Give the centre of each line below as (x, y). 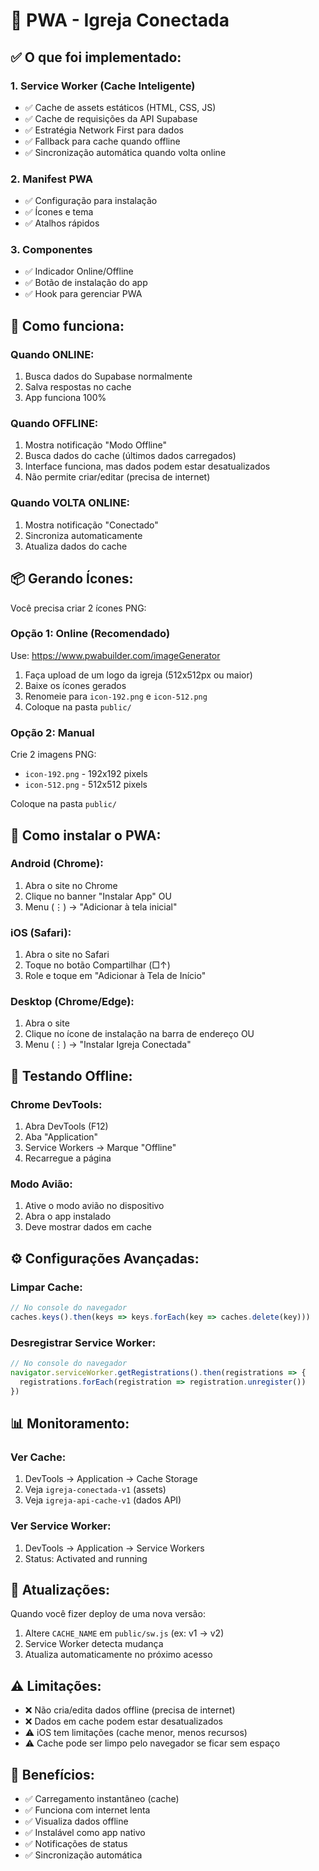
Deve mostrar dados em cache (88, 1227)
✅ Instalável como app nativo (85, 1833)
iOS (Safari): (41, 932)
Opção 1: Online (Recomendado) (90, 634)
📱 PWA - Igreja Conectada (120, 20)
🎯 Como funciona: (67, 325)
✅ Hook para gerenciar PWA (83, 294)
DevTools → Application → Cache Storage (111, 1479)
